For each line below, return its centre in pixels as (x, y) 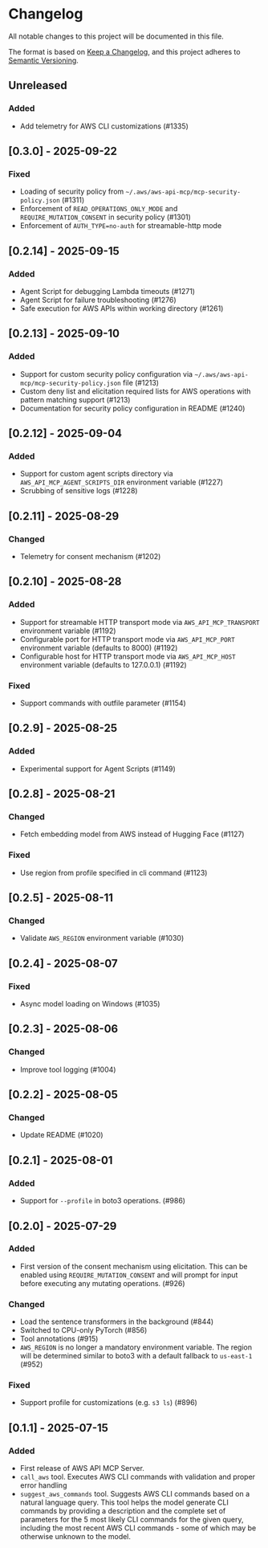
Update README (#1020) (61, 1135)
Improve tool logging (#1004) (68, 1069)
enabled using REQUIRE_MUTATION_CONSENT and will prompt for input (129, 1275)
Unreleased (38, 86)
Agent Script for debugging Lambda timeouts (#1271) (107, 291)
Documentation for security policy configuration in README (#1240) (132, 408)
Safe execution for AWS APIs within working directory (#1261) (122, 308)
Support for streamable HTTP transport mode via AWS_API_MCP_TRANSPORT (140, 622)
